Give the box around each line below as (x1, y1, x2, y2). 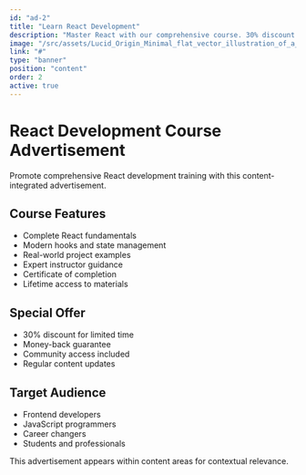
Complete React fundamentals (22, 230, 137, 242)
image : (9, 38, 35, 48)
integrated (9, 180, 48, 191)
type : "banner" (9, 56, 67, 65)
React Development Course (9, 120, 222, 141)
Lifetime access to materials (22, 279, 129, 290)
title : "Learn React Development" (9, 22, 141, 31)
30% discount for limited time (22, 329, 135, 340)
